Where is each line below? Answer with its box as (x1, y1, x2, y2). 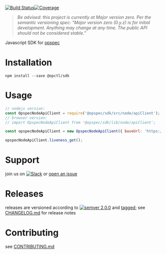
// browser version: (5, 115, 48, 120)
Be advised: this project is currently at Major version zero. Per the (17, 14, 152, 20)
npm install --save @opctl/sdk (5, 73, 70, 78)
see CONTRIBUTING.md (5, 243, 55, 250)
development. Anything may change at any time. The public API (17, 25, 148, 31)
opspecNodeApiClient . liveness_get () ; (5, 138, 83, 143)
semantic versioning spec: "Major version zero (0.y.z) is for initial (17, 20, 150, 25)
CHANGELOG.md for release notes (5, 210, 76, 215)
